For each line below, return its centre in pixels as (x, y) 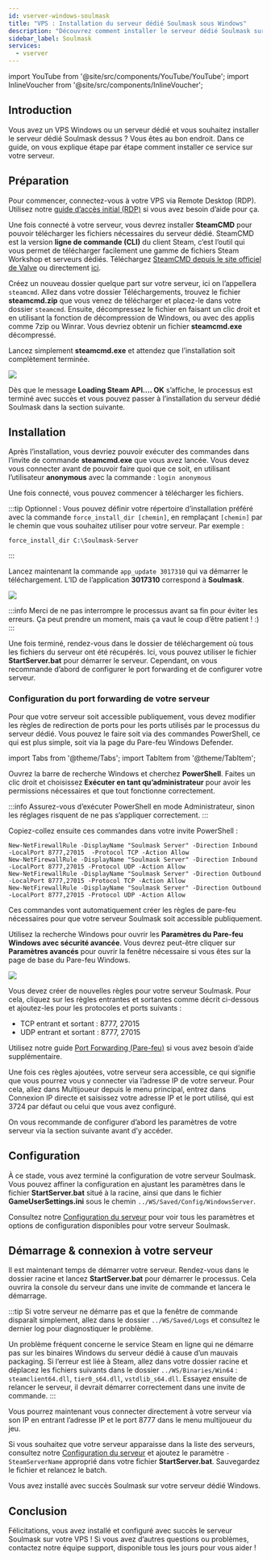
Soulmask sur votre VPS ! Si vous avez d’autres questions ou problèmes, (129, 1539)
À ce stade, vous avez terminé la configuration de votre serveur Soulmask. (132, 1175)
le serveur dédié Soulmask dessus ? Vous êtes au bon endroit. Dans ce (126, 138)
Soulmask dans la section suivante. (67, 407)
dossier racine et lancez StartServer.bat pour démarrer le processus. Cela (132, 1279)
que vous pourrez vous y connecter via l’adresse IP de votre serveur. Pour (131, 1080)
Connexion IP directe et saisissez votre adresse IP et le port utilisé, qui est (131, 1097)
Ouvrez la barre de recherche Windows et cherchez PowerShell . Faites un (132, 773)
